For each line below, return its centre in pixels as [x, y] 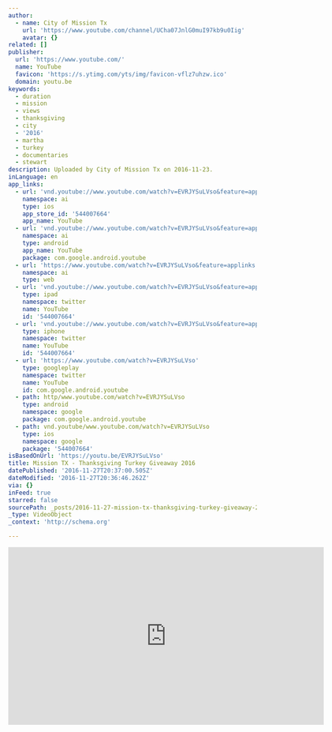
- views [28, 111]
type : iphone [44, 331]
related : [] [28, 45]
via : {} [21, 485]
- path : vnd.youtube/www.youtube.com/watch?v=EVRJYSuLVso [113, 426]
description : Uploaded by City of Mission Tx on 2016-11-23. [111, 170]
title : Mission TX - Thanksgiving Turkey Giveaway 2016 [102, 464]
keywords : [24, 89]
